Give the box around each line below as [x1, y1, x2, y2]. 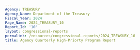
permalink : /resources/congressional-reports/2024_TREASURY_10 [5, 34, 136, 39]
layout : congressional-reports [5, 29, 68, 34]
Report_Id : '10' [5, 25, 38, 30]
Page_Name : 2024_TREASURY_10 [5, 20, 64, 25]
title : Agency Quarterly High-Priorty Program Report [5, 38, 116, 43]
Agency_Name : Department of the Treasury [5, 11, 90, 16]
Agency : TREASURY [5, 7, 40, 12]
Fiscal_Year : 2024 [5, 16, 42, 20]
